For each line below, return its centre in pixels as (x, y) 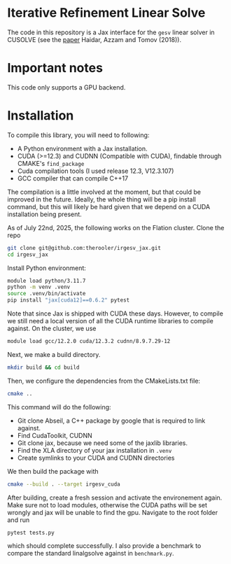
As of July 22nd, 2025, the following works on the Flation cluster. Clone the (116, 227)
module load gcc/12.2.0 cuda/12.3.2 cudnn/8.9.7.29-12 (89, 341)
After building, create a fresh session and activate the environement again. (115, 498)
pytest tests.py (31, 533)
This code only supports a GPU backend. (66, 87)
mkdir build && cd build (43, 367)
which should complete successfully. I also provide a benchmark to (104, 546)
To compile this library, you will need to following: (78, 135)
